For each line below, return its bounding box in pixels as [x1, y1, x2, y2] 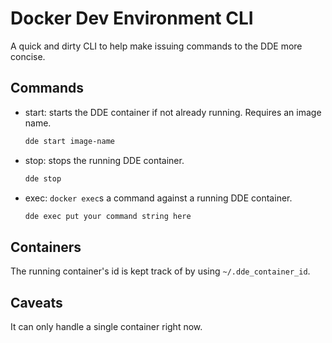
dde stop [24, 173, 62, 184]
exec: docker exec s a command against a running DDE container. [24, 192, 293, 204]
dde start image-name [24, 136, 115, 146]
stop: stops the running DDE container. [24, 154, 185, 166]
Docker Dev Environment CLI [10, 7, 254, 30]
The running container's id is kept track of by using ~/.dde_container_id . [10, 265, 311, 277]
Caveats [10, 294, 63, 311]
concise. [10, 50, 46, 62]
